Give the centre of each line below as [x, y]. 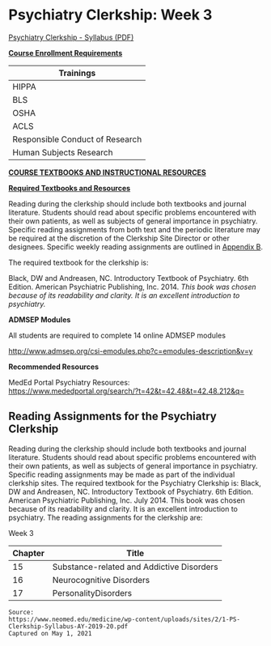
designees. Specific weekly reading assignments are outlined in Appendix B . [136, 246]
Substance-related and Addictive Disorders [135, 567]
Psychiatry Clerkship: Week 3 [110, 15]
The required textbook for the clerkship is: [78, 262]
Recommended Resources [54, 367]
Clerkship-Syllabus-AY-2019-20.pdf [68, 626]
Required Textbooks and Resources [70, 188]
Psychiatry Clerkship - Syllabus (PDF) [71, 37]
